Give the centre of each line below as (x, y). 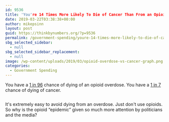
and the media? (21, 115)
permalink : (17, 38)
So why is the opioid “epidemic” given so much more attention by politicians (84, 109)
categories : (18, 66)
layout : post (19, 29)
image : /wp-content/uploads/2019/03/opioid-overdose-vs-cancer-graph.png (84, 61)
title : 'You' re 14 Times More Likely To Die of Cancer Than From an (78, 15)
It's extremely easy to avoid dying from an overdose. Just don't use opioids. (84, 104)
